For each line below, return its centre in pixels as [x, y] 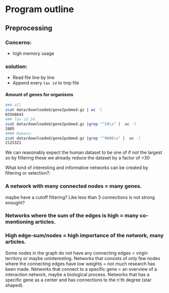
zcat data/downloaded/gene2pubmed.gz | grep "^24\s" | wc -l [71, 124]
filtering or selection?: [28, 173]
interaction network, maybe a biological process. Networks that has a [77, 274]
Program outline [40, 9]
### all [13, 105]
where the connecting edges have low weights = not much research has [80, 264]
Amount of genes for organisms [39, 94]
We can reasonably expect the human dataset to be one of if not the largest [84, 152]
